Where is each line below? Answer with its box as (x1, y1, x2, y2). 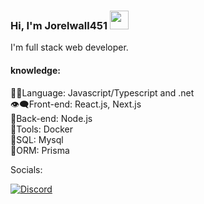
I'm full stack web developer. (10, 41, 129, 54)
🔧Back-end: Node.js (10, 112, 93, 124)
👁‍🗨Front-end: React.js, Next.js (10, 98, 142, 110)
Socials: (10, 163, 43, 175)
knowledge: (10, 64, 61, 76)
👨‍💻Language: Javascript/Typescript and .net (10, 86, 195, 99)
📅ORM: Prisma (10, 144, 70, 156)
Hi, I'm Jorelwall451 (10, 18, 108, 32)
